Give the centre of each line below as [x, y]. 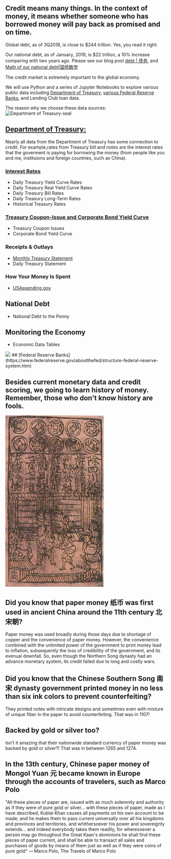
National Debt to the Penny [41, 316]
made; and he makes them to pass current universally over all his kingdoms [85, 818]
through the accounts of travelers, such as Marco [86, 782]
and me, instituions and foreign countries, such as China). [66, 158]
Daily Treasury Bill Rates [38, 193]
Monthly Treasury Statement [43, 258]
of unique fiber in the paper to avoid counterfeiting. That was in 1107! [78, 714]
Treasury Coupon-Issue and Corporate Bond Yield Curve [77, 217]
